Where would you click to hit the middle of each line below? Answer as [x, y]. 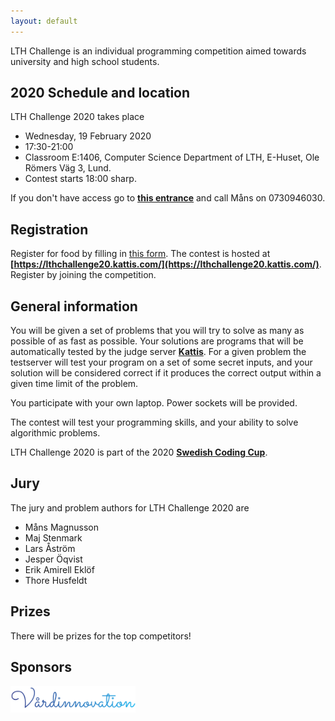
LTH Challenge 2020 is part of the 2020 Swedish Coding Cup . [139, 452]
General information [74, 306]
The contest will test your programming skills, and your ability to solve [154, 422]
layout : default [44, 21]
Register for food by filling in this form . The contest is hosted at [140, 254]
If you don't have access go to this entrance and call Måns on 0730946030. [168, 198]
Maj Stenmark [53, 537]
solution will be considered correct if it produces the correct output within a [166, 373]
